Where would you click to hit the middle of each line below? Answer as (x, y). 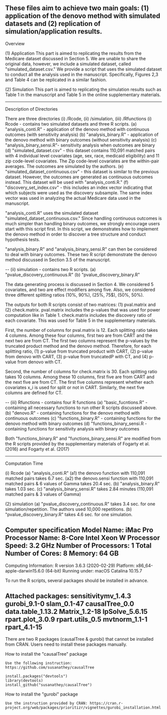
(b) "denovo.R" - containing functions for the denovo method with (73, 413)
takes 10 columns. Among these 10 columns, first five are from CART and (80, 377)
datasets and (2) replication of (53, 24)
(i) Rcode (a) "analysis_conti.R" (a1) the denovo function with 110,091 (75, 473)
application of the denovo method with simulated (83, 16)
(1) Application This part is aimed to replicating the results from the (73, 53)
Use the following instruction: (39, 663)
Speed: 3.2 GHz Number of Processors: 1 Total (78, 546)
